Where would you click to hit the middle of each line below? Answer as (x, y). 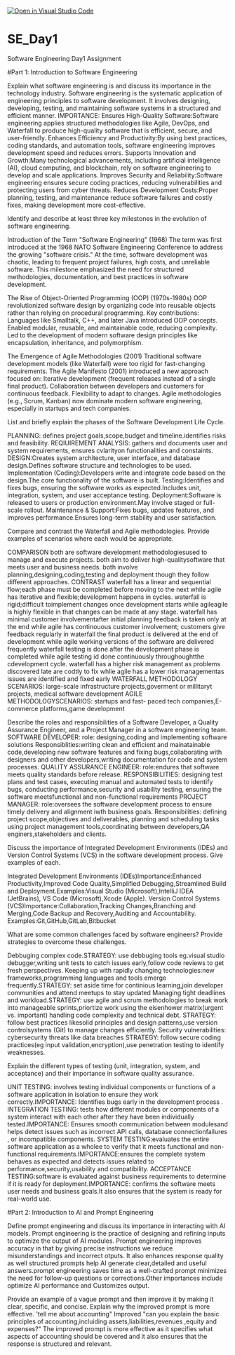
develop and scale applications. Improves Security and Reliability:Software (115, 175)
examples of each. (34, 862)
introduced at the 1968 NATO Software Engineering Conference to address (115, 247)
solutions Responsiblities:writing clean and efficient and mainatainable (109, 744)
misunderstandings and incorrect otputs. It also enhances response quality (115, 1255)
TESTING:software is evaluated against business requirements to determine (117, 1176)
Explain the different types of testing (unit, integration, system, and (104, 1065)
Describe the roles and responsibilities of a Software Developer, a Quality (113, 722)
